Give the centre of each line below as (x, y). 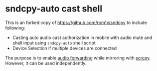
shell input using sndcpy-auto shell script (54, 42)
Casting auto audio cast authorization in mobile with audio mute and (82, 37)
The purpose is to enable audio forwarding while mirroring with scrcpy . (78, 57)
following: (15, 27)
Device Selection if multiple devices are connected (65, 48)
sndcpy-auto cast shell (54, 9)
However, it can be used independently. (46, 63)
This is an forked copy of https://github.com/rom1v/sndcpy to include (76, 22)
